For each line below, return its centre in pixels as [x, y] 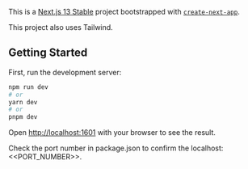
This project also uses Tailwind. [61, 27]
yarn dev [23, 102]
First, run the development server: [65, 72]
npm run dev [28, 87]
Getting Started [48, 53]
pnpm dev [23, 117]
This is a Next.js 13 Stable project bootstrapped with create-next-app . [124, 12]
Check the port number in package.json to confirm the [99, 148]
